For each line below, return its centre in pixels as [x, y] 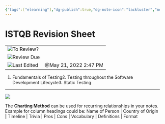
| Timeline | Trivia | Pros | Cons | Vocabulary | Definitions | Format [71, 116]
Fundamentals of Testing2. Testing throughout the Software [73, 77]
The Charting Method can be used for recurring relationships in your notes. [82, 106]
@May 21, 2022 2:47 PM [74, 65]
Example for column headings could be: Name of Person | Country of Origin [82, 111]
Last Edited [25, 65]
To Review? [26, 49]
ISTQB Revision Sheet [50, 34]
